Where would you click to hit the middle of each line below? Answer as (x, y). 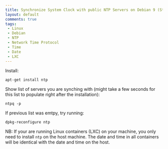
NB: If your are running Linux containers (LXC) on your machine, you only (81, 131)
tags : (11, 24)
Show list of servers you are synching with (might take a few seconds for (80, 89)
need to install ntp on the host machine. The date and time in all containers (82, 137)
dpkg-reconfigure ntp (28, 122)
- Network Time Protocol (33, 43)
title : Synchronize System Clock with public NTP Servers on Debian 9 (80, 10)
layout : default (22, 15)
